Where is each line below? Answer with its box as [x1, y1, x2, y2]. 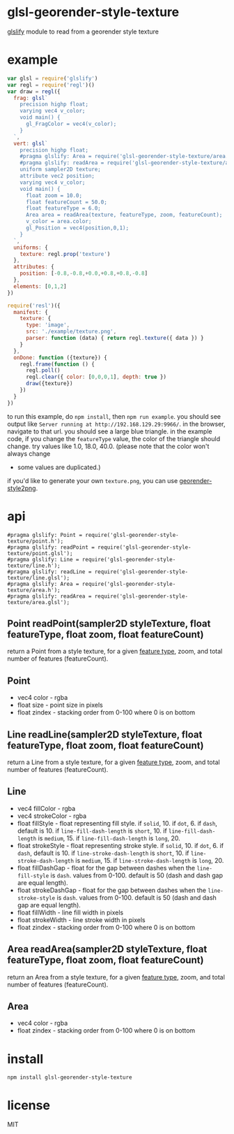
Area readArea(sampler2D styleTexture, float [7, 943, 208, 955]
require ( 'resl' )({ [7, 302, 61, 309]
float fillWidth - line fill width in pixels [17, 908, 124, 917]
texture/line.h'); [7, 562, 61, 569]
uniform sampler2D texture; [19, 166, 101, 173]
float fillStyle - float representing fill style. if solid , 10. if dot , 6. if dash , [17, 819, 218, 827]
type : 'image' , [25, 322, 70, 329]
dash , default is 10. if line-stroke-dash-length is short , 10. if [17, 849, 189, 857]
